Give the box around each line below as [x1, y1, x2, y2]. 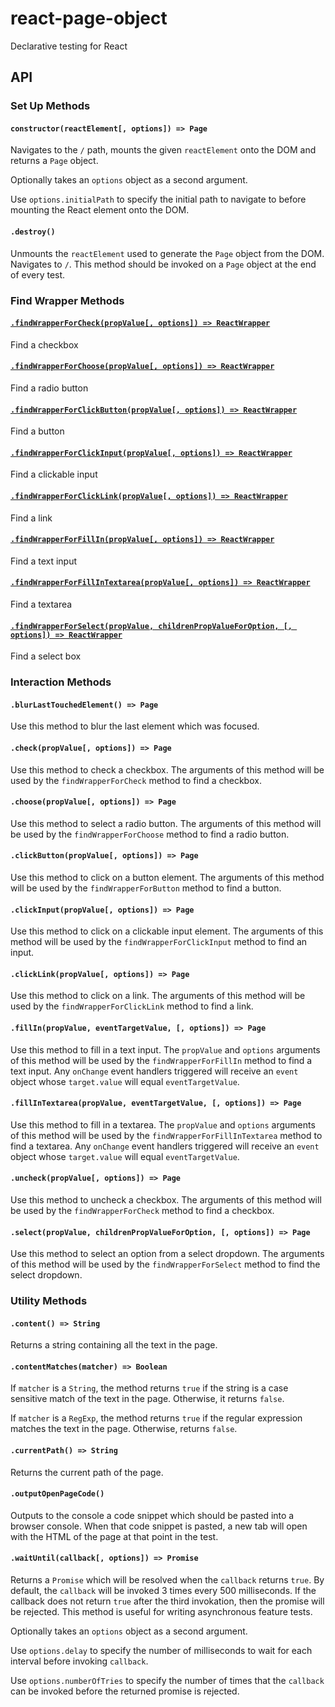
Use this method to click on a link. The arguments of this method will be [10, 990, 306, 1002]
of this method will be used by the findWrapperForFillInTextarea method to [10, 1129, 323, 1141]
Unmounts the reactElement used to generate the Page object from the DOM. [10, 247, 325, 259]
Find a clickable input [10, 468, 98, 481]
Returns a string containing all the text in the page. [10, 1339, 218, 1351]
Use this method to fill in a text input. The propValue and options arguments [10, 1043, 321, 1056]
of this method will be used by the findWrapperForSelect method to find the [10, 1258, 321, 1271]
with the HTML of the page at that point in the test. [10, 1530, 219, 1542]
